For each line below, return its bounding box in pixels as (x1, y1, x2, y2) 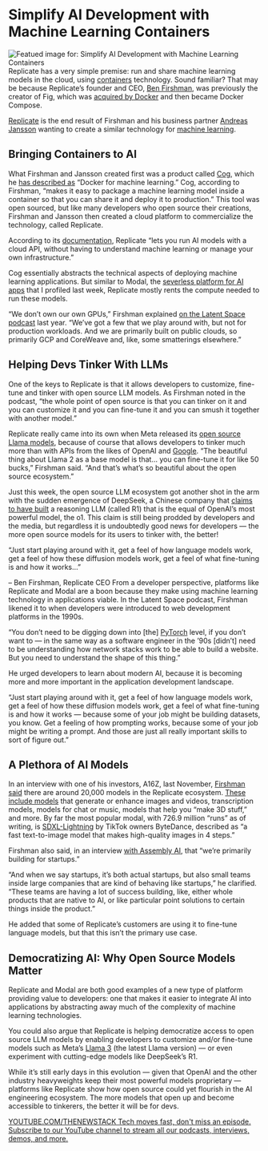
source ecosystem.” (8, 471, 74, 481)
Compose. (8, 100, 42, 110)
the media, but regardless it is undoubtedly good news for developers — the (8, 521, 260, 531)
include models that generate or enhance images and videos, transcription (8, 796, 254, 806)
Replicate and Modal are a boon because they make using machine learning (8, 586, 258, 596)
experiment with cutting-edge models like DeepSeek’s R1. (8, 1052, 198, 1061)
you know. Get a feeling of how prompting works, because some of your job (8, 717, 258, 727)
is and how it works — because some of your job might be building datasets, (8, 709, 261, 719)
